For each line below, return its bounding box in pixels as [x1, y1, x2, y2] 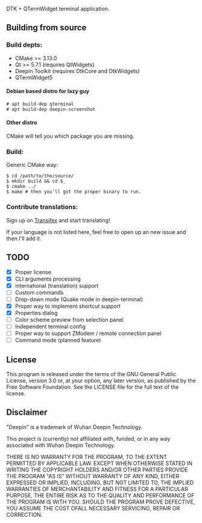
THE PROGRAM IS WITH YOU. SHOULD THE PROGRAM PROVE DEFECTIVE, [6, 498, 195, 505]
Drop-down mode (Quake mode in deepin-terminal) [14, 296, 144, 303]
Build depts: [6, 41, 42, 49]
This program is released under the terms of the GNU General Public [6, 371, 177, 377]
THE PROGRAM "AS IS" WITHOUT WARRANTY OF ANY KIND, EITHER [6, 472, 180, 479]
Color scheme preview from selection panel [14, 316, 124, 323]
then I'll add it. [6, 235, 42, 242]
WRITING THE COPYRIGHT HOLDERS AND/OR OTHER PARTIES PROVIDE [6, 466, 188, 473]
